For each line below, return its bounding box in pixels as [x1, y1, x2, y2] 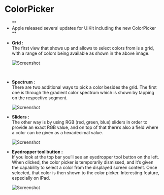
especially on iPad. [11, 175, 50, 181]
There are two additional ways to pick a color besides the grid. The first [11, 84, 157, 90]
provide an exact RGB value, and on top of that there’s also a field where [11, 124, 159, 130]
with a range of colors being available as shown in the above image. [11, 50, 150, 56]
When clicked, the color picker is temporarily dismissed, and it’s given [11, 159, 154, 165]
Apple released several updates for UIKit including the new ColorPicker [11, 25, 156, 31]
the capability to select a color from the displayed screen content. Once [11, 164, 158, 170]
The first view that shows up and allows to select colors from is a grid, [11, 45, 154, 51]
